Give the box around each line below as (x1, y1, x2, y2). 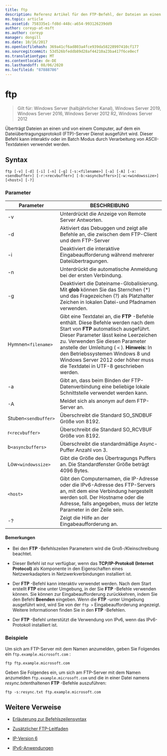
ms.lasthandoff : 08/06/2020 (5, 63, 64, 68)
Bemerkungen (5, 534, 36, 540)
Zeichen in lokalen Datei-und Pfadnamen (60, 299, 157, 306)
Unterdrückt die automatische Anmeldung (60, 266, 158, 273)
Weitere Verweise (5, 703, 62, 711)
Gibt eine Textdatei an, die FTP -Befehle (60, 313, 154, 320)
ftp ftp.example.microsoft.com (5, 661, 70, 665)
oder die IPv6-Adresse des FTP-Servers (60, 481, 156, 488)
